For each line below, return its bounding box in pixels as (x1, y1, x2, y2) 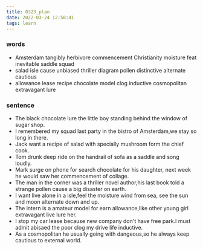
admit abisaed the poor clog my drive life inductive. (14, 224, 143, 231)
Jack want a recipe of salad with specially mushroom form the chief (14, 140, 184, 147)
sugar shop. (14, 121, 45, 128)
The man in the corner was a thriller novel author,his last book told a (14, 179, 184, 186)
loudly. (14, 160, 32, 167)
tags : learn (6, 20, 36, 26)
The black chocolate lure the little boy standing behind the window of (14, 114, 188, 121)
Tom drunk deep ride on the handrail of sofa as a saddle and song (14, 153, 179, 160)
